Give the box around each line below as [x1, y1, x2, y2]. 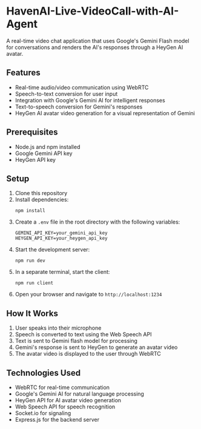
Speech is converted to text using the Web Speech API [15, 331, 152, 338]
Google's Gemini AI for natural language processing [15, 390, 144, 397]
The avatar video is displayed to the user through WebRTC [15, 350, 162, 358]
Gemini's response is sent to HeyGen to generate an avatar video [15, 344, 178, 351]
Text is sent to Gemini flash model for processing [15, 338, 138, 345]
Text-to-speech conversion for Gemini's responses [15, 103, 143, 110]
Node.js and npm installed [15, 143, 81, 150]
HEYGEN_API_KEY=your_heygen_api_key [15, 235, 108, 242]
